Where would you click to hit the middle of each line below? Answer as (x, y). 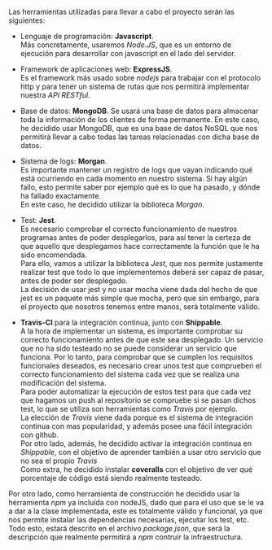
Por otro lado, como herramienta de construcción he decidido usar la (124, 494)
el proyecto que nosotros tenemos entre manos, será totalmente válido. (140, 307)
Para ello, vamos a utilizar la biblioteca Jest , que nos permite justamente (141, 263)
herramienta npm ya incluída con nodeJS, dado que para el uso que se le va (136, 502)
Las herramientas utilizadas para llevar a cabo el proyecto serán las (121, 12)
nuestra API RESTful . (55, 95)
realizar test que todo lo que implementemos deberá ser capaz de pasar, (142, 272)
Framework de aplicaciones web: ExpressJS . (96, 69)
